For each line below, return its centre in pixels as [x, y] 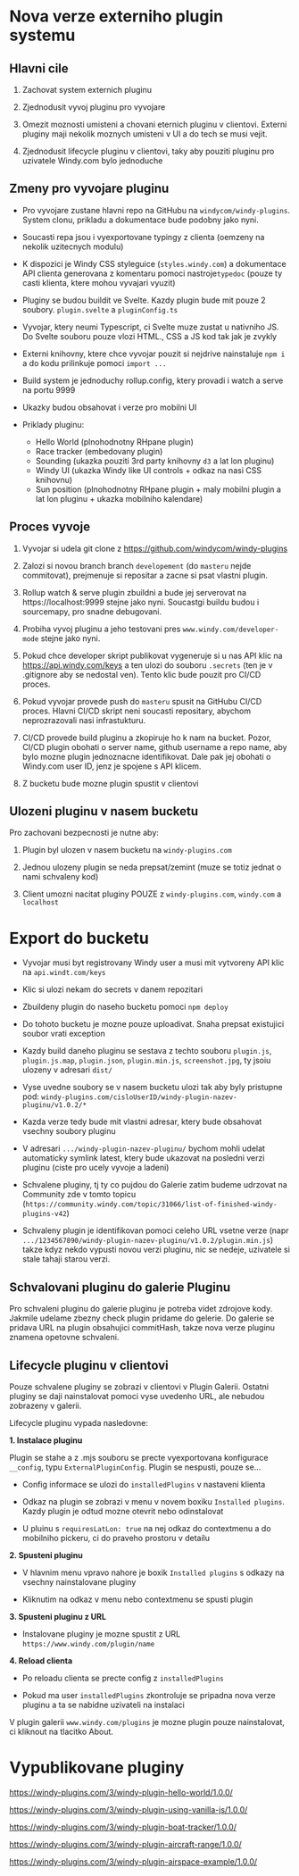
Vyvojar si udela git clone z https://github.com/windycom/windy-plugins [155, 548]
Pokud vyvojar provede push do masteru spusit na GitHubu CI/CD [142, 701]
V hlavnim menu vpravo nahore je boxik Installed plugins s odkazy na [153, 1572]
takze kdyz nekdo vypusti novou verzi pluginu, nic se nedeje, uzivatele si [156, 1250]
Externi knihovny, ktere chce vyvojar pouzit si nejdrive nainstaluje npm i [154, 354]
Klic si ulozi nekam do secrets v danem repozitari [112, 989]
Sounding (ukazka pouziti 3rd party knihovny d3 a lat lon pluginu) [155, 461]
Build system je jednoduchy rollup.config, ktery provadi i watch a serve [153, 380]
